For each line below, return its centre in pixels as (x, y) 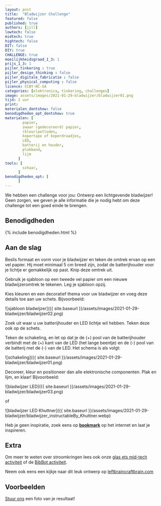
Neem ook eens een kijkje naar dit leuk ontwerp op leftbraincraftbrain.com (79, 471)
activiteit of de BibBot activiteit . (36, 462)
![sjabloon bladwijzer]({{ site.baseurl (41, 308)
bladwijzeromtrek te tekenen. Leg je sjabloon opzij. (56, 284)
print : (12, 105)
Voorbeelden (25, 487)
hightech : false (21, 41)
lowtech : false (20, 32)
